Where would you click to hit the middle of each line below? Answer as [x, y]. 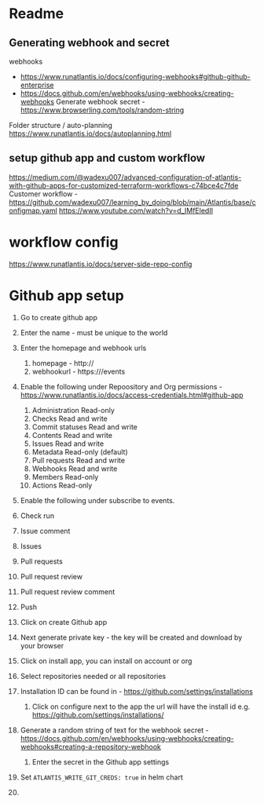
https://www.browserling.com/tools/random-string [102, 110]
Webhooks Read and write [75, 469]
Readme [37, 14]
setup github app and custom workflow [107, 158]
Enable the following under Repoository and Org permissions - [121, 386]
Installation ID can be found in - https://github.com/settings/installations [137, 691]
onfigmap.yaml [33, 210]
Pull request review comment [68, 591]
